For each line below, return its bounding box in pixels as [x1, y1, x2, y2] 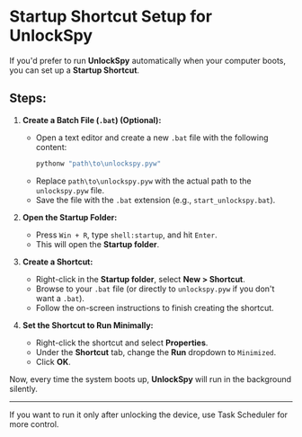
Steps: [9, 91, 47, 106]
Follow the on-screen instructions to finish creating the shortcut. [35, 302, 274, 313]
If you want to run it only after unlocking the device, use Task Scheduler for [9, 409, 289, 420]
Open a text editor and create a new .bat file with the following [35, 132, 269, 143]
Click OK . [35, 356, 72, 367]
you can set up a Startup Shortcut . [9, 65, 140, 76]
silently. [9, 383, 38, 394]
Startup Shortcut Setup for [9, 6, 213, 27]
